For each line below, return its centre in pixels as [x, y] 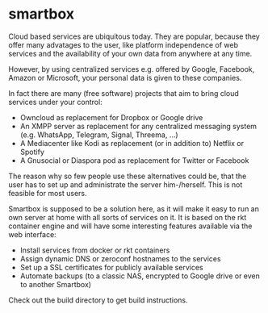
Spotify [32, 152]
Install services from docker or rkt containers [95, 250]
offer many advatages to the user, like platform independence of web [123, 44]
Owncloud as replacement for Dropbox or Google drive [111, 117]
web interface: [32, 234]
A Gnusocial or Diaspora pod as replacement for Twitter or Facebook [134, 160]
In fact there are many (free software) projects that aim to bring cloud [124, 93]
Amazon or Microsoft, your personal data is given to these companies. [125, 77]
